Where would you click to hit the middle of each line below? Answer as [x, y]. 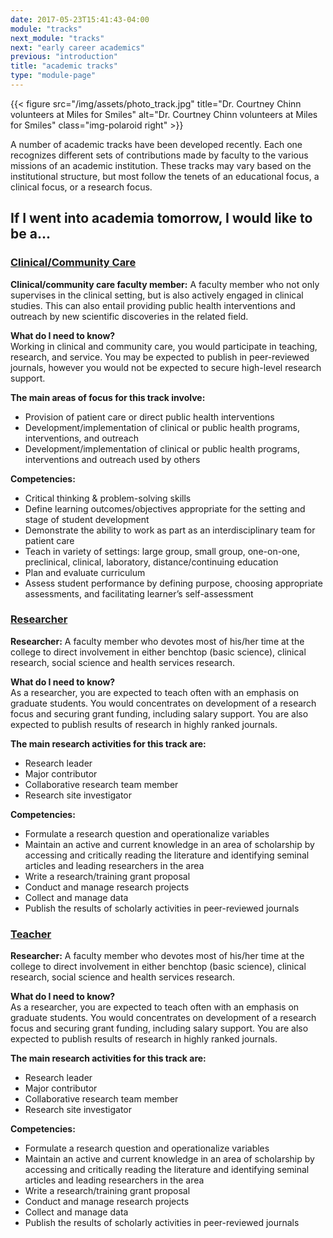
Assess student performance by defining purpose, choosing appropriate [173, 583]
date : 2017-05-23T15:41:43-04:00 [80, 19]
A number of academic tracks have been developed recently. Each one [156, 144]
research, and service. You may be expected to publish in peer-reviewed [160, 357]
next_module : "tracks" [57, 38]
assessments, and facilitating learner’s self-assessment [139, 593]
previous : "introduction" [64, 57]
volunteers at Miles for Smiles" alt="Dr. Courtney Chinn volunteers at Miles [164, 114]
